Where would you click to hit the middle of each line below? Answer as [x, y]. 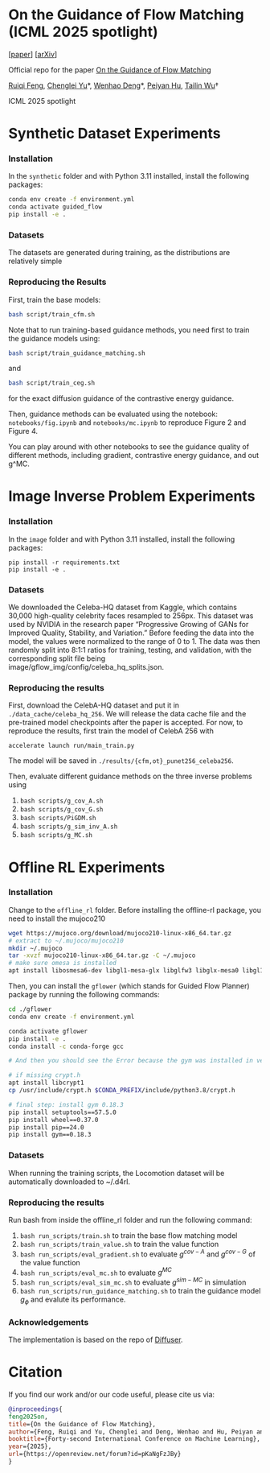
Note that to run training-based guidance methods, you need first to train [129, 330]
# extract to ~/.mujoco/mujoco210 [66, 941]
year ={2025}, [30, 1446]
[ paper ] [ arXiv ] [33, 54]
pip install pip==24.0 [46, 1127]
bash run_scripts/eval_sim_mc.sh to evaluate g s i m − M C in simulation [133, 1281]
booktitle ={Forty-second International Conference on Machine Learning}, [135, 1439]
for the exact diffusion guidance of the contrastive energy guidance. [121, 398]
